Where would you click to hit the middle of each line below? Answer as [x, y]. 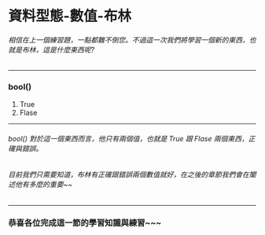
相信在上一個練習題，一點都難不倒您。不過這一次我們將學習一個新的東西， [129, 39]
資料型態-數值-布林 [70, 16]
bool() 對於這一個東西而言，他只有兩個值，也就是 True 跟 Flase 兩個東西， [129, 139]
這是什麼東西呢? [68, 50]
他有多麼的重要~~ [44, 184]
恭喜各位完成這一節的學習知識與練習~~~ [85, 223]
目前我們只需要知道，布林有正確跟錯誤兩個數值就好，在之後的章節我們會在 [129, 174]
